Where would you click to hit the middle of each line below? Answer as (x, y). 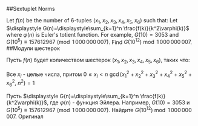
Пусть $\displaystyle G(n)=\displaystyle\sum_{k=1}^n (73, 96)
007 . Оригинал (25, 116)
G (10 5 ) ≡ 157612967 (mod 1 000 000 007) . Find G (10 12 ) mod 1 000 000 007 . (99, 42)
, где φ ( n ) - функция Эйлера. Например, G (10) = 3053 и (118, 102)
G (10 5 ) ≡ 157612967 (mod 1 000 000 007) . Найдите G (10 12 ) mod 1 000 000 (99, 109)
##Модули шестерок (33, 48)
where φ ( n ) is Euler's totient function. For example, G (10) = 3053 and (93, 34)
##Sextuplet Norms (31, 9)
